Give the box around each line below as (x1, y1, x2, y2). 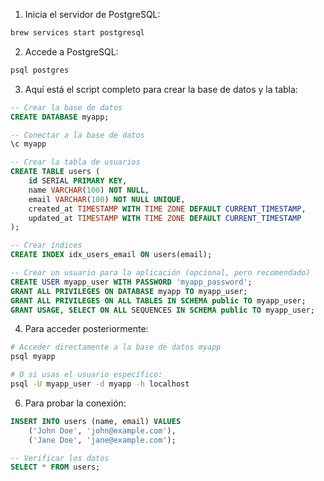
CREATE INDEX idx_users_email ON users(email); (10, 250, 213, 260)
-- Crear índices (10, 240, 83, 251)
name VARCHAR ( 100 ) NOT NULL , (28, 185, 150, 195)
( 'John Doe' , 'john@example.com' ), (28, 425, 177, 436)
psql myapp (10, 352, 56, 362)
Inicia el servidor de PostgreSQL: (24, 9, 161, 20)
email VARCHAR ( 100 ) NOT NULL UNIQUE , (28, 194, 186, 204)
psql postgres (10, 65, 70, 75)
